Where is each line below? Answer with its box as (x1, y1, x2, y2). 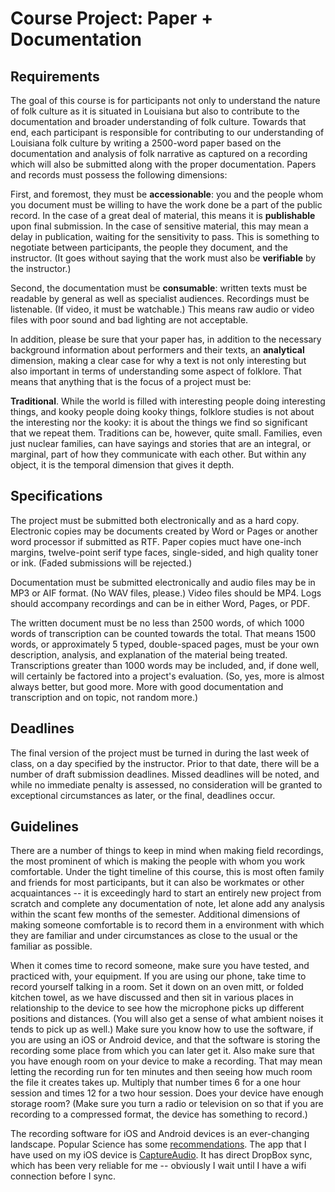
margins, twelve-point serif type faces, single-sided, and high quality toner (10, 546, 319, 558)
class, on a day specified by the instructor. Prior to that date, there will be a (10, 757, 320, 769)
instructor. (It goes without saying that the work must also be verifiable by (10, 252, 317, 264)
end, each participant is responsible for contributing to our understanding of (10, 127, 325, 138)
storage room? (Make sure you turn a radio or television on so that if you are (10, 1098, 324, 1110)
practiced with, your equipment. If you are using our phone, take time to (10, 970, 307, 982)
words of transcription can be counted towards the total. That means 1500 (10, 627, 317, 639)
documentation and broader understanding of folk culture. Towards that (10, 116, 307, 127)
